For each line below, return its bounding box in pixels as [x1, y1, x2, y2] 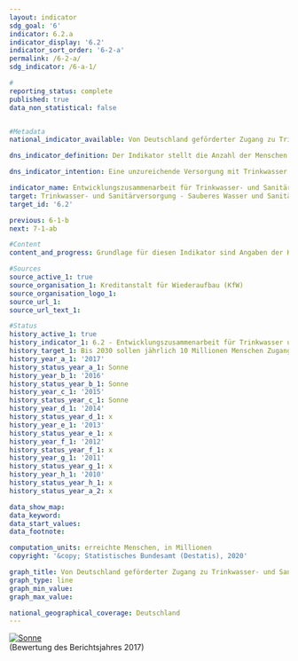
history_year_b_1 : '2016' [9, 371, 105, 380]
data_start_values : [9, 519, 82, 528]
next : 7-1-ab [9, 224, 58, 233]
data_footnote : [9, 527, 66, 537]
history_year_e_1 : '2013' [9, 421, 105, 429]
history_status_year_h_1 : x [9, 478, 114, 487]
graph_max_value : [9, 592, 74, 602]
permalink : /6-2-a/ [9, 54, 82, 63]
